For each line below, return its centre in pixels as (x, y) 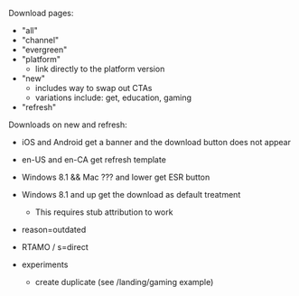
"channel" (40, 40)
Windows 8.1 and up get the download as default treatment (131, 194)
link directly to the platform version (100, 69)
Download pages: (41, 13)
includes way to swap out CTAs (93, 88)
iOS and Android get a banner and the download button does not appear (156, 142)
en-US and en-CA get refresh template (93, 160)
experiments (45, 264)
